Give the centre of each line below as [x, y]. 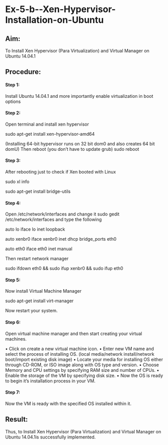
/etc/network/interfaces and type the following [54, 219]
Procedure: [23, 72]
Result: [17, 420]
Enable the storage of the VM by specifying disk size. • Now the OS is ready [84, 375]
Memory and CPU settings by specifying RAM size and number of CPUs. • [82, 370]
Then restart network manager [37, 259]
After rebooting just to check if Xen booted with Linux [61, 172]
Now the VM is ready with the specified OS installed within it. [68, 403]
